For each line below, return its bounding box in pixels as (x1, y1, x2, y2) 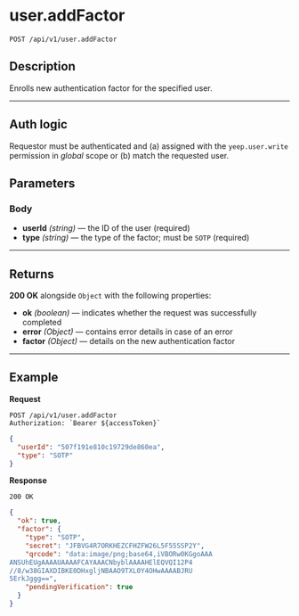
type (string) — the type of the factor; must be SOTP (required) (21, 233, 250, 243)
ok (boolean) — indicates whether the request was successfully (21, 308, 257, 318)
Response (9, 475, 47, 486)
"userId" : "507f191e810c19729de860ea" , (17, 442, 166, 451)
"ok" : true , (17, 516, 62, 526)
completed (21, 317, 62, 328)
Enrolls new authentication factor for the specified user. (9, 82, 213, 94)
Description (9, 59, 76, 74)
